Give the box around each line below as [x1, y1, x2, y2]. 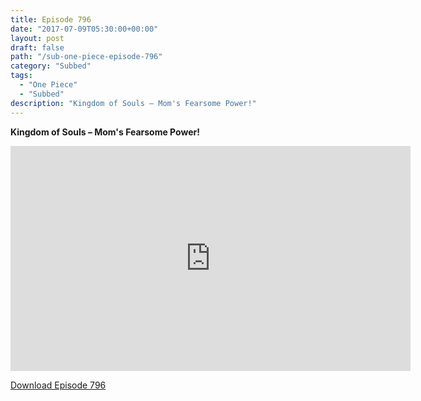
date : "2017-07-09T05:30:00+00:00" [10, 24, 159, 34]
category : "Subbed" [10, 61, 92, 71]
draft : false [10, 42, 65, 53]
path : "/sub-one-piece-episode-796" [10, 52, 163, 62]
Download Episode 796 [10, 379, 107, 391]
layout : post [10, 33, 65, 43]
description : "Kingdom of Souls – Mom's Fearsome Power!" [10, 98, 257, 108]
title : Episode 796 [10, 14, 92, 25]
